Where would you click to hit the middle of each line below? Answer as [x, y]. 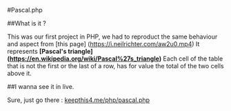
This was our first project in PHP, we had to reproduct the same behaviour [112, 37]
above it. [20, 73]
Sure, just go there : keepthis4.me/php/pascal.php [79, 100]
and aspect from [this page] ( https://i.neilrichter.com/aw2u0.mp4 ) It [103, 44]
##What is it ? [27, 23]
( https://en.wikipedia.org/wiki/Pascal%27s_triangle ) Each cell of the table [115, 59]
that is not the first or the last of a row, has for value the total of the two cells [115, 66]
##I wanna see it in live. [41, 87]
